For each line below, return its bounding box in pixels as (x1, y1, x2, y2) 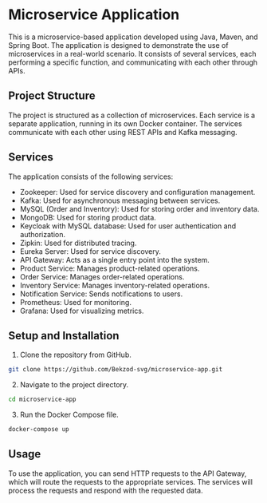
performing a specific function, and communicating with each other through (8, 57, 257, 67)
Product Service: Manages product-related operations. (19, 263, 200, 273)
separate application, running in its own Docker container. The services (8, 118, 242, 129)
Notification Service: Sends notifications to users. (19, 289, 183, 299)
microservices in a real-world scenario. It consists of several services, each (8, 49, 257, 58)
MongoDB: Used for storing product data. (19, 212, 157, 222)
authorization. (19, 229, 66, 239)
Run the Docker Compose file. (19, 410, 119, 420)
